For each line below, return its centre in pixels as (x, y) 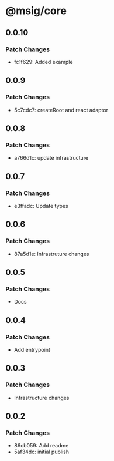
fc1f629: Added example (44, 62)
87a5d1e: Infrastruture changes (51, 254)
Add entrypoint (32, 350)
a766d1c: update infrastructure (51, 158)
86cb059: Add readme (41, 446)
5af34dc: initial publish (42, 452)
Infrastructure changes (42, 398)
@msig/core (36, 11)
